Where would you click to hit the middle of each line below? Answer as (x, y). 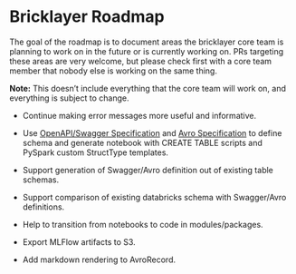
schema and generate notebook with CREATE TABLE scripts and (142, 142)
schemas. (41, 180)
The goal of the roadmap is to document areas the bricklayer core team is (147, 42)
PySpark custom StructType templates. (95, 152)
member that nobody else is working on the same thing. (113, 71)
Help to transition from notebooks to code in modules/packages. (143, 224)
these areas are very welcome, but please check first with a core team (141, 61)
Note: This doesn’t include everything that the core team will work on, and (148, 88)
